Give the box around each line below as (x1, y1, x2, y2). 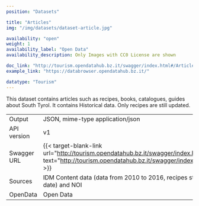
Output (9, 115, 28, 123)
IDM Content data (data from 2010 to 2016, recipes (43, 173, 188, 181)
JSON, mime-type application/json (43, 115, 140, 123)
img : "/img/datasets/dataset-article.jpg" (6, 25, 113, 31)
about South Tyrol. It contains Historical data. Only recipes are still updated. (6, 101, 191, 108)
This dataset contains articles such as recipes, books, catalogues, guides (6, 95, 185, 102)
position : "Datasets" (6, 8, 60, 15)
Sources (9, 177, 33, 185)
